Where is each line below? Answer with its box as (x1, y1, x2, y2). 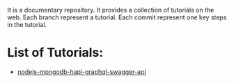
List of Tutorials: (7, 45, 104, 61)
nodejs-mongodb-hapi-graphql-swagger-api (17, 67, 146, 75)
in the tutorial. (7, 21, 47, 28)
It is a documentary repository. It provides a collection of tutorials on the (7, 6, 214, 14)
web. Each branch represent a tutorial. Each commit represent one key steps (7, 13, 227, 21)
